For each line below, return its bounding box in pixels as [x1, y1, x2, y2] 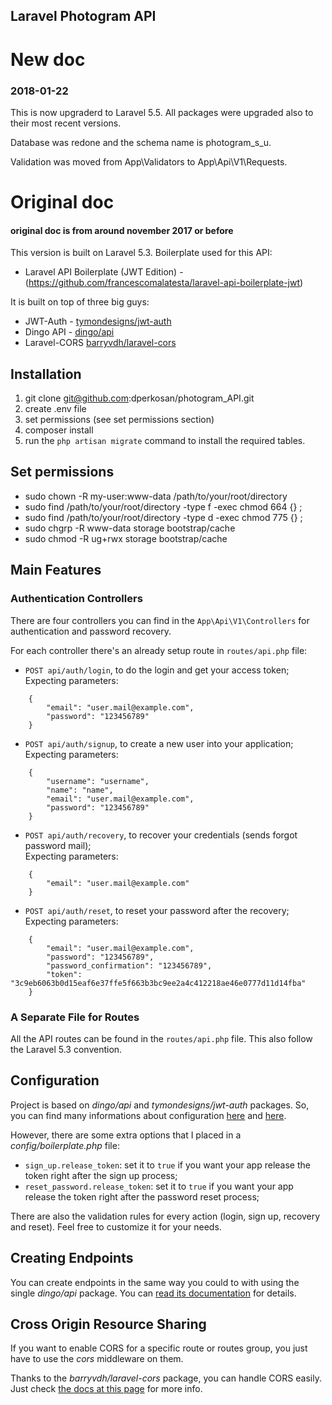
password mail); [24, 839, 92, 851]
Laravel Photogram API [10, 8, 157, 25]
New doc [10, 48, 86, 71]
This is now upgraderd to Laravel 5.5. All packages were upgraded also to [10, 106, 314, 118]
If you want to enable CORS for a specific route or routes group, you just [10, 1342, 308, 1354]
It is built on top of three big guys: [10, 296, 150, 308]
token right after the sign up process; [24, 1169, 178, 1181]
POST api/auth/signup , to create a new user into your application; [24, 737, 294, 749]
